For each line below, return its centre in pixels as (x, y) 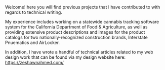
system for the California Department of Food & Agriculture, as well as (76, 27)
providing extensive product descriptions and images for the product (75, 32)
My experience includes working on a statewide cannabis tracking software (82, 22)
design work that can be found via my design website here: (65, 57)
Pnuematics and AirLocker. (33, 43)
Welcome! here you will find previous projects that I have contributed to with (83, 7)
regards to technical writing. (34, 12)
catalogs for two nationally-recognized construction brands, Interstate (77, 37)
